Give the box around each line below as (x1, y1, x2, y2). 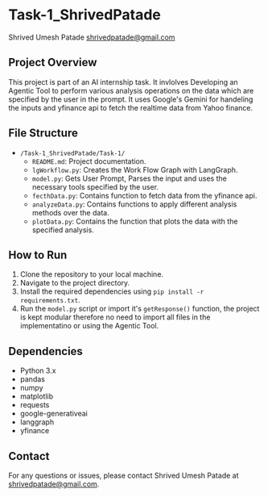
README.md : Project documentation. (31, 156, 146, 166)
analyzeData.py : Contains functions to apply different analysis (31, 199, 237, 209)
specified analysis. (31, 224, 94, 235)
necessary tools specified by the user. (31, 182, 159, 191)
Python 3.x (19, 365, 56, 376)
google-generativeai (19, 409, 89, 419)
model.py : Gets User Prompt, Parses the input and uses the (31, 173, 227, 183)
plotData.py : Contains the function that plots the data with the (31, 216, 238, 226)
